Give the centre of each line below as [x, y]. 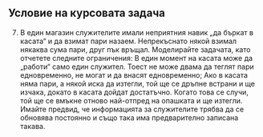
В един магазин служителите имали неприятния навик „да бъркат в [137, 32]
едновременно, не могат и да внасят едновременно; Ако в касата [134, 75]
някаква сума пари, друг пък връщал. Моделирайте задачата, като [135, 49]
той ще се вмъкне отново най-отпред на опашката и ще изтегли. [131, 100]
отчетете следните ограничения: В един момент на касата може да [136, 58]
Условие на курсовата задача [87, 13]
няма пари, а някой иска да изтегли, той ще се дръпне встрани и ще [137, 83]
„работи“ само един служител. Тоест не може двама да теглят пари [137, 66]
